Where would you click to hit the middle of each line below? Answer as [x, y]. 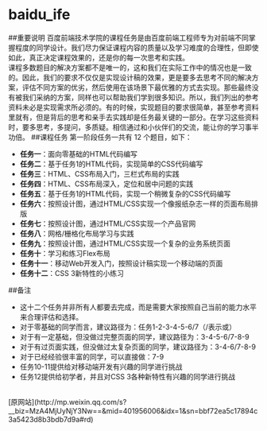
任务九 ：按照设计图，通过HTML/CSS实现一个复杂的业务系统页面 [125, 243]
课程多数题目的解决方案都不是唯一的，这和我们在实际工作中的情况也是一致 [130, 67]
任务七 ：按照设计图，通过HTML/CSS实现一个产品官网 [108, 223]
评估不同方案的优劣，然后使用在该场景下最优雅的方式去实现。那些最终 [137, 87]
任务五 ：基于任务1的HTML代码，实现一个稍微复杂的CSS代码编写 [125, 193]
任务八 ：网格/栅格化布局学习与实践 [77, 233]
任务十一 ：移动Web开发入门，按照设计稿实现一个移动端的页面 [121, 263]
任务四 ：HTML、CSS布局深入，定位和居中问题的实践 [106, 184]
